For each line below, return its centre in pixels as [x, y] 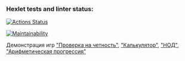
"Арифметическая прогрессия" [46, 51]
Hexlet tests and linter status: [50, 9]
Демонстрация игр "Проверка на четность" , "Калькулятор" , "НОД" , [92, 45]
